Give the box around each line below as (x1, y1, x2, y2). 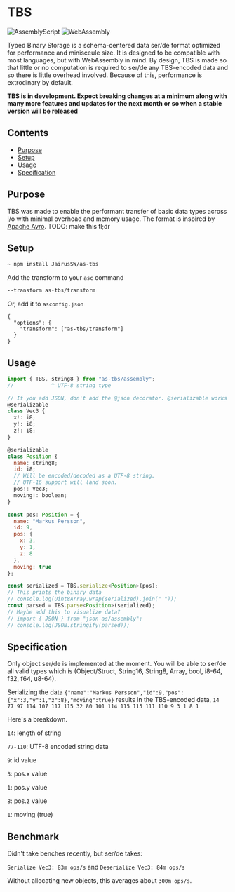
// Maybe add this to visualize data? (7, 608, 121, 616)
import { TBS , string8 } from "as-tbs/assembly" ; (7, 375, 156, 382)
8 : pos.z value (7, 797, 48, 805)
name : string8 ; (13, 459, 58, 466)
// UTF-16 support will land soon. (13, 479, 118, 486)
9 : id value (7, 756, 37, 764)
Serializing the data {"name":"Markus (7, 688, 112, 696)
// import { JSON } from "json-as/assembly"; (7, 615, 142, 622)
